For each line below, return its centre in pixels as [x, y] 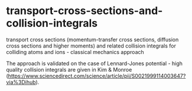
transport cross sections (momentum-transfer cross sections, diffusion [92, 39]
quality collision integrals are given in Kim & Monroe [69, 69]
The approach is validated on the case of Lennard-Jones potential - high [95, 63]
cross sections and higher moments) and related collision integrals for [91, 46]
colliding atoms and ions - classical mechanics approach [75, 52]
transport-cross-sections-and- [84, 11]
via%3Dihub [21, 82]
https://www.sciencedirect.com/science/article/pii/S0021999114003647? [97, 76]
